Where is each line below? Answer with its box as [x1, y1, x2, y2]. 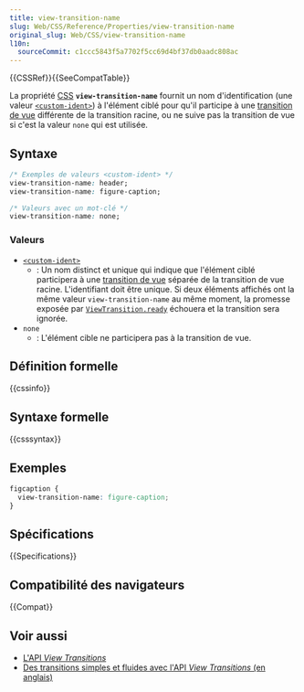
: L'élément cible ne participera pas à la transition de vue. [36, 332, 252, 343]
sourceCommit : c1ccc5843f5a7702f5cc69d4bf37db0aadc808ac [17, 48, 239, 57]
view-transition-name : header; [9, 178, 129, 187]
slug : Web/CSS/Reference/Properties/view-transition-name [9, 22, 235, 31]
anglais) [22, 672, 53, 683]
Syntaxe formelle [9, 409, 110, 425]
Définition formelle [9, 358, 119, 374]
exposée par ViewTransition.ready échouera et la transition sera [36, 303, 280, 314]
